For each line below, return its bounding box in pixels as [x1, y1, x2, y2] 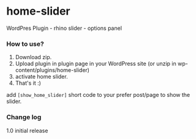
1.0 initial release [6, 127, 48, 134]
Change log [6, 113, 42, 121]
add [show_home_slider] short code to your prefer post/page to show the [6, 91, 190, 99]
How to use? [6, 40, 44, 48]
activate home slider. [15, 73, 69, 80]
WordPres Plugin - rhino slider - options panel [6, 24, 123, 32]
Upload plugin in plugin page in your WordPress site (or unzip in [15, 60, 176, 68]
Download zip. [15, 54, 52, 61]
